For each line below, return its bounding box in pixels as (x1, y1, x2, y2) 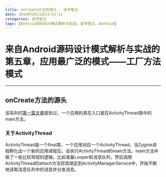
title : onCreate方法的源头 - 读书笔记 (5, 7, 78, 12)
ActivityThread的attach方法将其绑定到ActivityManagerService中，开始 (5, 160, 149, 166)
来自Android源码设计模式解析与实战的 (5, 44, 161, 55)
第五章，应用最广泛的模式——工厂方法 (5, 56, 162, 67)
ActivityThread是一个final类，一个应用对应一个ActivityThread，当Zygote (5, 142, 153, 148)
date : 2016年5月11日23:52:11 (5, 12, 63, 17)
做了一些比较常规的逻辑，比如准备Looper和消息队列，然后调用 (5, 154, 132, 160)
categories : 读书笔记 (5, 16, 47, 21)
